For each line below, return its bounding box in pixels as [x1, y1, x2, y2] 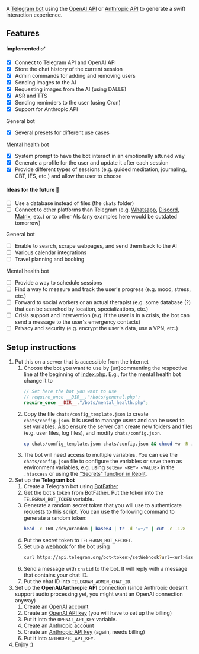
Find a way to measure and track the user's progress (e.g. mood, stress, [14, 285, 191, 293]
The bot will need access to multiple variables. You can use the [23, 451, 178, 459]
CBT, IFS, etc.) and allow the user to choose [14, 172, 122, 180]
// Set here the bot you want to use [23, 388, 117, 394]
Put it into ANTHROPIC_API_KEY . [23, 635, 95, 642]
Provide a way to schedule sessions [14, 279, 102, 286]
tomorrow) [14, 219, 41, 226]
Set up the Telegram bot [14, 476, 75, 484]
